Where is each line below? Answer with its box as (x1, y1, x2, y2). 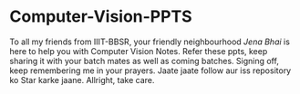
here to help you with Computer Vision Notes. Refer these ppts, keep (9, 45, 268, 56)
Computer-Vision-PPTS (9, 6, 193, 27)
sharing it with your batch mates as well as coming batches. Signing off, (9, 55, 280, 66)
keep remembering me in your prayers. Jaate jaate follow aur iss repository (9, 65, 292, 76)
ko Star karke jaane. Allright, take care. (9, 74, 155, 85)
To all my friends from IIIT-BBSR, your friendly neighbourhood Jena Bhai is (9, 36, 290, 47)
